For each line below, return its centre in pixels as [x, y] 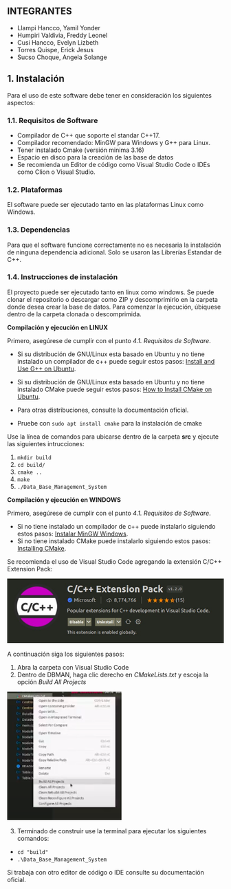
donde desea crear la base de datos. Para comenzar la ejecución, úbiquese [114, 307]
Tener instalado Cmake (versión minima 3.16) [80, 150]
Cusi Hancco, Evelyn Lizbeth [58, 42]
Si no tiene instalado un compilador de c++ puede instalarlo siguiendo [116, 526]
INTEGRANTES [40, 11]
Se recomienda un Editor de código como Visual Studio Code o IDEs [114, 164]
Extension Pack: [30, 569]
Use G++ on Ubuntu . [46, 369]
